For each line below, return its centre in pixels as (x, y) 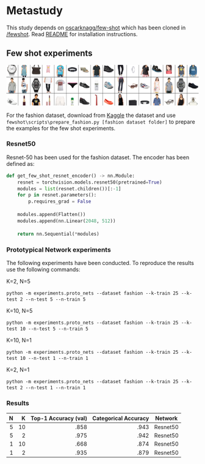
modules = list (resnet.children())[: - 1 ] (69, 189)
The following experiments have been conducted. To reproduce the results (100, 263)
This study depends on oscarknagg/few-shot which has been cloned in (96, 28)
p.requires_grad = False (60, 202)
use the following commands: (43, 269)
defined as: (20, 163)
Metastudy (34, 11)
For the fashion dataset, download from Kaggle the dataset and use (91, 115)
